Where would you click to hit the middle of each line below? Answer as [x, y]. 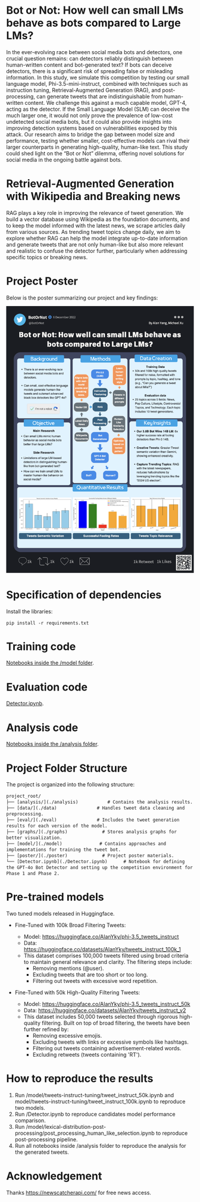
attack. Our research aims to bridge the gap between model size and [90, 134]
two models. [30, 1108]
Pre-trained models [55, 897]
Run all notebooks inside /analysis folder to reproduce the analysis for [100, 1146]
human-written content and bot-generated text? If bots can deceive [89, 65]
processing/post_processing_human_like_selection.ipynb [85, 1133]
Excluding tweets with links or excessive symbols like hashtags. [110, 1042]
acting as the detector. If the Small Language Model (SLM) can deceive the [98, 109]
